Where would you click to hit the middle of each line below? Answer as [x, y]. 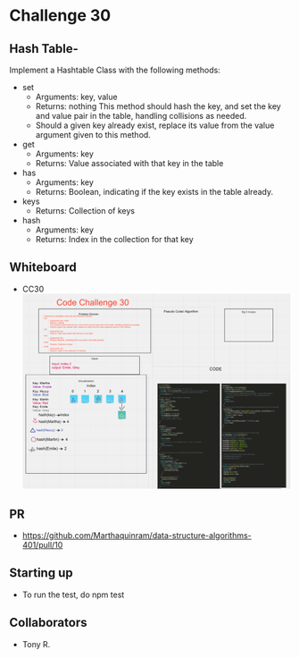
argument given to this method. [93, 135]
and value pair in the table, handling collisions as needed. [141, 116]
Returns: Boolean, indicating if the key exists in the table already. [154, 192]
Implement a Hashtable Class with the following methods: [115, 70]
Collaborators [48, 623]
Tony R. [36, 644]
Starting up [41, 573]
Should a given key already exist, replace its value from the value [155, 125]
